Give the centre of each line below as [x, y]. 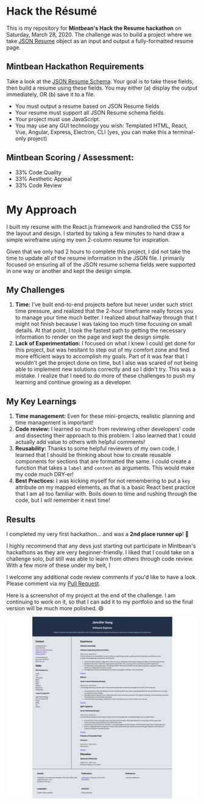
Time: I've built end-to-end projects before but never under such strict [104, 305]
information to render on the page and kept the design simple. [93, 337]
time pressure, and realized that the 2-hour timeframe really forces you [104, 311]
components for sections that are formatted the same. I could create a [103, 462]
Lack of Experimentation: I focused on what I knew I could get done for [105, 344]
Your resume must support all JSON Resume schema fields [89, 112]
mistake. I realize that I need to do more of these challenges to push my [105, 376]
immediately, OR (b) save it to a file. [51, 94]
